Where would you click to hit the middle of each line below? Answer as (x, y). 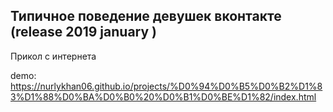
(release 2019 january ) (83, 32)
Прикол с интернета (53, 56)
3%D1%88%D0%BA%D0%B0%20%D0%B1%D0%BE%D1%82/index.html (163, 96)
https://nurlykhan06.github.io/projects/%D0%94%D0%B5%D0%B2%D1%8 (166, 86)
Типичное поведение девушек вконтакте (146, 16)
